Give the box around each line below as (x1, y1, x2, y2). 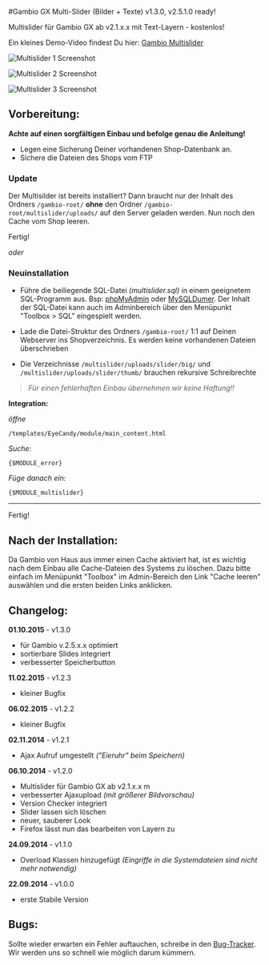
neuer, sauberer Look (19, 816, 91, 826)
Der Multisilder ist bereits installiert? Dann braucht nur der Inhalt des (8, 191, 234, 201)
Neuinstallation (8, 267, 70, 279)
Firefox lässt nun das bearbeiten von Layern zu (19, 824, 175, 834)
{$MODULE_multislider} (8, 489, 84, 497)
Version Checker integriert (19, 798, 107, 808)
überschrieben (19, 344, 69, 353)
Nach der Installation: (8, 533, 118, 547)
